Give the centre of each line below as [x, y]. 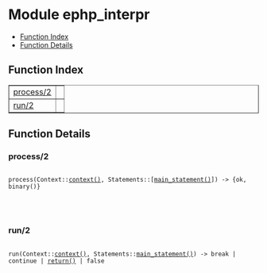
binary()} [25, 187]
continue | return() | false [56, 261]
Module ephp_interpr [79, 15]
